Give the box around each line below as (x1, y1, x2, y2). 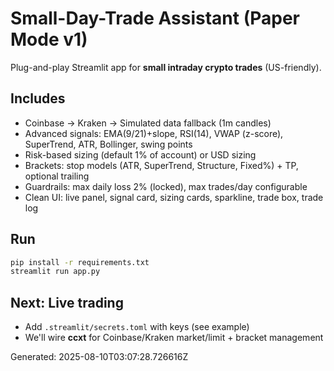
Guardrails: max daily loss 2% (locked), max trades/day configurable (24, 180, 308, 192)
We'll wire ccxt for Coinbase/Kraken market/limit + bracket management (24, 332, 324, 344)
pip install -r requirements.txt (10, 257, 150, 267)
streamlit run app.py (10, 267, 101, 277)
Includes (10, 90, 66, 107)
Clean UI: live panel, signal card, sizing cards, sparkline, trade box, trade (24, 191, 324, 203)
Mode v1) (10, 28, 88, 51)
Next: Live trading (10, 294, 124, 311)
